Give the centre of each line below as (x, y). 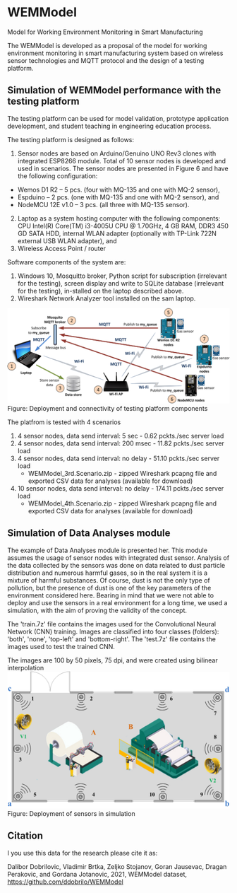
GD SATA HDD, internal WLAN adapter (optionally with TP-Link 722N (117, 233)
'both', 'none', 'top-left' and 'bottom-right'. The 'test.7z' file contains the (112, 639)
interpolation (26, 667)
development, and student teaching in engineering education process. (109, 126)
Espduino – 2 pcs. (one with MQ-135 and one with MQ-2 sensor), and (118, 197)
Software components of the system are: (67, 262)
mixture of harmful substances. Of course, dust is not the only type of (109, 580)
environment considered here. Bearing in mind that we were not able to (110, 595)
